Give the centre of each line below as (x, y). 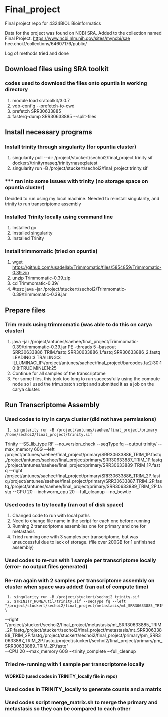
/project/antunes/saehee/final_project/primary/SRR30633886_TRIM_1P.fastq (83, 454)
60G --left (44, 449)
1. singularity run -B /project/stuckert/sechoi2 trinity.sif (73, 597)
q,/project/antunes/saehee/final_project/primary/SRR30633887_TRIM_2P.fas (84, 481)
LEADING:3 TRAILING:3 (37, 357)
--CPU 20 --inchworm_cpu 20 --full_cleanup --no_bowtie (72, 491)
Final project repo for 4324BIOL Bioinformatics (53, 23)
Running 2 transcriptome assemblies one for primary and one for (79, 526)
